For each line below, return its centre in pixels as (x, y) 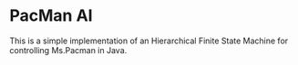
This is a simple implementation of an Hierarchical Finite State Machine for (149, 41)
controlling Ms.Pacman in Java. (68, 50)
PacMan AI (51, 16)
